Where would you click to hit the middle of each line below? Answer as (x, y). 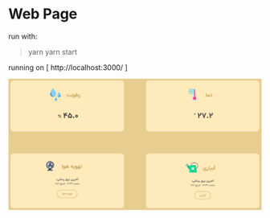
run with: (23, 36)
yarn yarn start (53, 51)
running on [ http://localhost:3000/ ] (68, 67)
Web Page (43, 14)
